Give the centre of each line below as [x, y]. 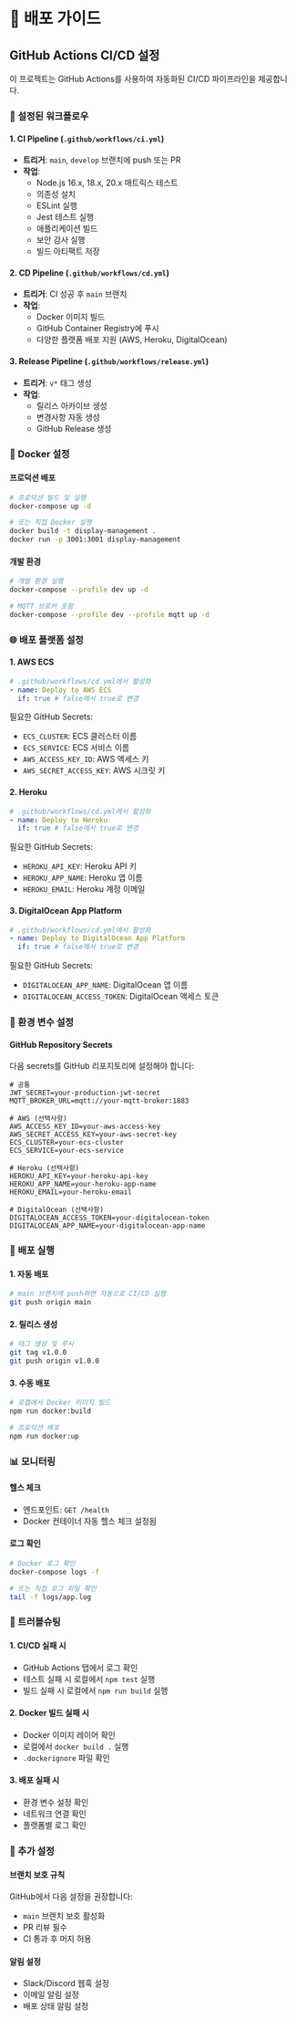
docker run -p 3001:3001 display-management [95, 539]
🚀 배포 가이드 [56, 19]
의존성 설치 [56, 194]
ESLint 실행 [56, 205]
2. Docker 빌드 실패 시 [49, 1713]
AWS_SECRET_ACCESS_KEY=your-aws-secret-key [93, 1135]
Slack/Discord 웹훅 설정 [66, 1983]
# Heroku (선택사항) [45, 1168]
